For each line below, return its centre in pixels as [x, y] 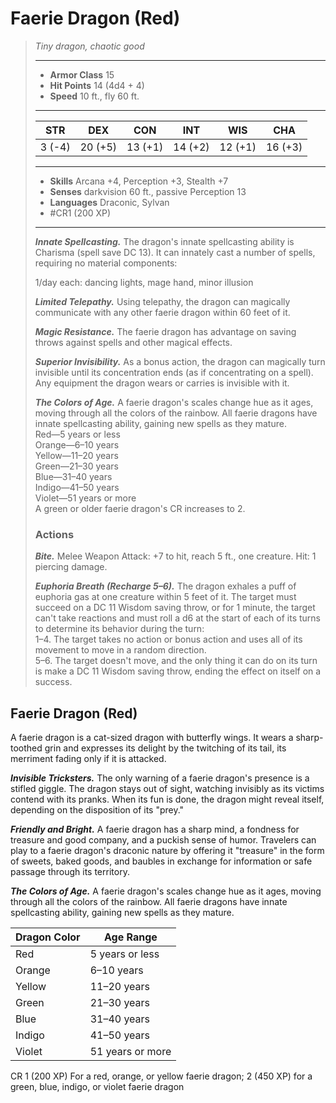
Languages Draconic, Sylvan [109, 202]
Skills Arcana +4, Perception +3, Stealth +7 [139, 181]
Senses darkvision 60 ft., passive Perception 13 [148, 191]
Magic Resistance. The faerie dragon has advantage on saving [165, 331]
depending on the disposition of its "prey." [97, 810]
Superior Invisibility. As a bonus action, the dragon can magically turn [180, 361]
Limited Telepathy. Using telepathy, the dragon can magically [162, 301]
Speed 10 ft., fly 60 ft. [94, 96]
